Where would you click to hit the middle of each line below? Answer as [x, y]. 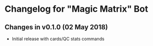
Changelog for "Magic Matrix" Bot [76, 9]
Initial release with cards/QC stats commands [58, 39]
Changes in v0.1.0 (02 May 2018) [56, 27]
